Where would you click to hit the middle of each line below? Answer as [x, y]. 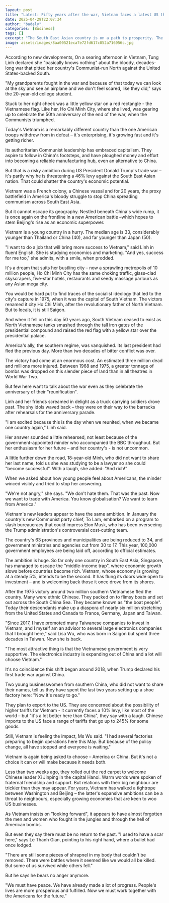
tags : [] [14, 33]
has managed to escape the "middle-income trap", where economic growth [83, 566]
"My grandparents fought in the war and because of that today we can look [83, 83]
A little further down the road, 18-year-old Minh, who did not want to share [82, 458]
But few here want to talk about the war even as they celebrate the [74, 386]
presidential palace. [26, 335]
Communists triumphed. [30, 120]
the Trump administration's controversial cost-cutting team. [67, 530]
